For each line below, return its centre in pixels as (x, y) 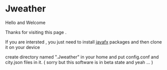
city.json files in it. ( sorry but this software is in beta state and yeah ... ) (79, 62)
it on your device (23, 47)
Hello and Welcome (25, 22)
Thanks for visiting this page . (36, 32)
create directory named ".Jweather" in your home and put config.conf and (82, 57)
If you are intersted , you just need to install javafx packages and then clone (83, 42)
